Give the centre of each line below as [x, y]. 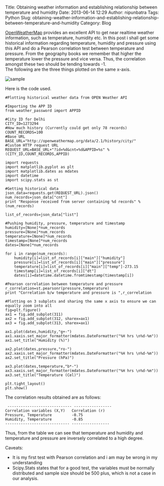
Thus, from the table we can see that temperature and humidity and [74, 433]
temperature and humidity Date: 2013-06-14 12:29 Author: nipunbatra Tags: [82, 12]
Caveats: [14, 448]
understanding [27, 462]
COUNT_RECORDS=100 [24, 132]
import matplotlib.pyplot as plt [40, 167]
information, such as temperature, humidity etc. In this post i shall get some [82, 38]
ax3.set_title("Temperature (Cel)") [43, 375]
